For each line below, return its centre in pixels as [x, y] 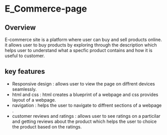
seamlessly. [24, 89]
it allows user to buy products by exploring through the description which [81, 45]
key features [25, 72]
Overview [20, 28]
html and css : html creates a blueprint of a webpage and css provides [85, 95]
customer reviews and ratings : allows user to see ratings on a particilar [86, 116]
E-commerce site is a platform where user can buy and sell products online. [83, 39]
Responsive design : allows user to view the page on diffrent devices [83, 83]
